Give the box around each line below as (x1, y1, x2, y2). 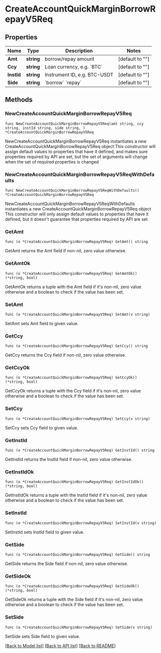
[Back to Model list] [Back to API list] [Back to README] (5, 643, 116, 649)
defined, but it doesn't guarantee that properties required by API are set (5, 216, 148, 222)
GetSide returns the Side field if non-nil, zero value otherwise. (5, 560, 128, 566)
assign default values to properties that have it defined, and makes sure (5, 148, 148, 154)
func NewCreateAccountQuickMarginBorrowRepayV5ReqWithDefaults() (5, 188, 139, 193)
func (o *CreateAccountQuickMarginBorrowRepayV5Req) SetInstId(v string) (5, 521, 157, 525)
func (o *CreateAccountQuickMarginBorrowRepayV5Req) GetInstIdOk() (5, 479, 144, 485)
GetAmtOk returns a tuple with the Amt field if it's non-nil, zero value (5, 284, 142, 290)
